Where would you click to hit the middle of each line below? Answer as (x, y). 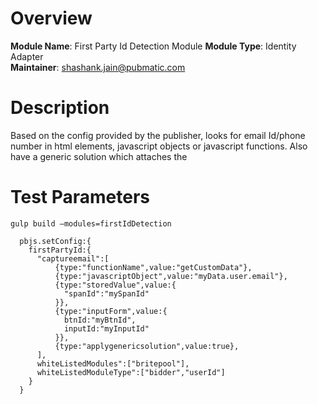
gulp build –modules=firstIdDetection (91, 223)
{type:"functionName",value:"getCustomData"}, (153, 267)
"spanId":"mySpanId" (106, 293)
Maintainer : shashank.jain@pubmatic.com (98, 67)
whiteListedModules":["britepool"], (113, 363)
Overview (51, 18)
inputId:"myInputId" (106, 328)
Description (60, 108)
